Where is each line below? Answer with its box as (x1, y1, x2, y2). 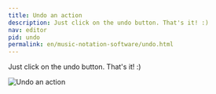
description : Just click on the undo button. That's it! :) (8, 19, 210, 27)
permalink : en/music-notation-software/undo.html (8, 41, 174, 49)
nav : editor (8, 26, 47, 34)
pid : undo (8, 33, 41, 42)
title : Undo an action (8, 11, 82, 20)
